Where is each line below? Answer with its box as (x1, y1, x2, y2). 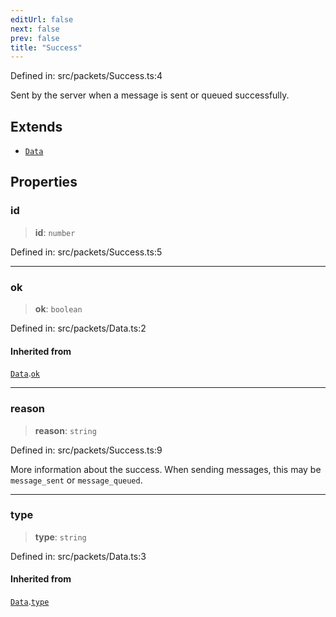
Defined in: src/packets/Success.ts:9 (10, 444, 163, 456)
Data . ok (10, 367, 41, 380)
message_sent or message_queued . (10, 474, 143, 486)
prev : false (10, 33, 60, 43)
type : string (34, 531, 87, 543)
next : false (10, 24, 60, 34)
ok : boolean (34, 303, 83, 315)
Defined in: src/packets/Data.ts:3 (10, 550, 147, 562)
